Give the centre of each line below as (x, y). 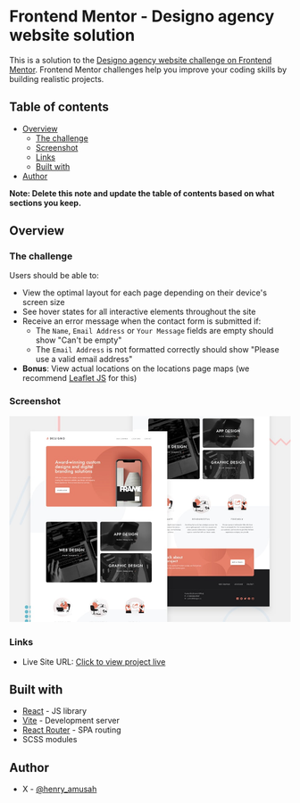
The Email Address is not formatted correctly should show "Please (157, 350)
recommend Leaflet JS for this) (79, 378)
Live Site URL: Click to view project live (94, 661)
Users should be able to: (54, 276)
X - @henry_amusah (59, 789)
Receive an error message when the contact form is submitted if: (142, 321)
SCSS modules (50, 740)
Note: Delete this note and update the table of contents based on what (142, 193)
